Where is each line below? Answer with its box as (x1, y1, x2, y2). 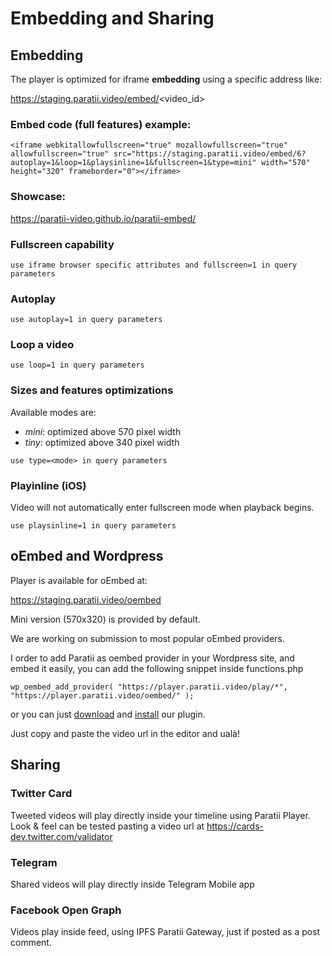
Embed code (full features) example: (10, 117, 192, 131)
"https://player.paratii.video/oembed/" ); (10, 690, 195, 701)
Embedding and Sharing (10, 7, 215, 30)
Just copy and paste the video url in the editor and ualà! (10, 727, 240, 739)
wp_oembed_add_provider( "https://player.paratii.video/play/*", (10, 682, 288, 692)
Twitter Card (10, 787, 73, 801)
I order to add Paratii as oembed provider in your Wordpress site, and (10, 652, 295, 664)
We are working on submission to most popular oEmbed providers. (10, 632, 285, 644)
